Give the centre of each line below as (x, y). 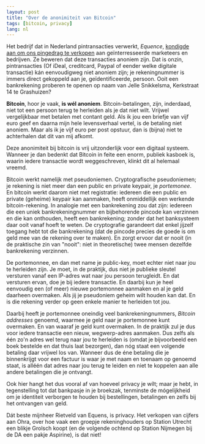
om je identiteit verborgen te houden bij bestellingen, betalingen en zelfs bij (101, 397)
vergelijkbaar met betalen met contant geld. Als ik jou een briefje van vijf (98, 117)
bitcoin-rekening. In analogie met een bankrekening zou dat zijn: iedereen (99, 205)
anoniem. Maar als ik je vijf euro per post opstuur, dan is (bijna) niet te (94, 130)
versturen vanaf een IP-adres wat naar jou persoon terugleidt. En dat (93, 276)
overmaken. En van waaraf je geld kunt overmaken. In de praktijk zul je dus (101, 327)
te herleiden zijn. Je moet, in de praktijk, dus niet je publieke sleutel (91, 269)
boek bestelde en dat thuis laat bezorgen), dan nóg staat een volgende (95, 346)
